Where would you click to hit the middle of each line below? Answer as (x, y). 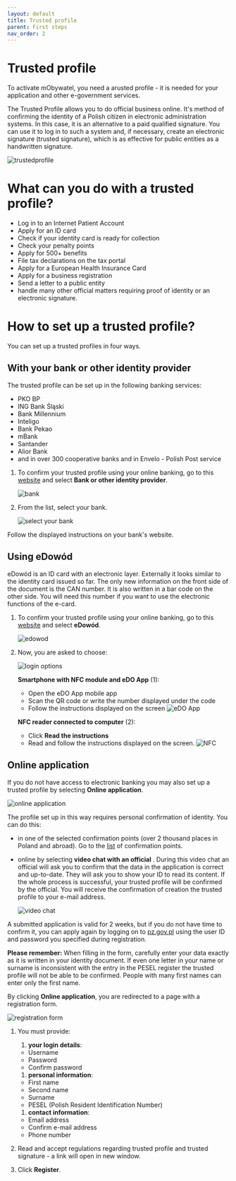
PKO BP (29, 398)
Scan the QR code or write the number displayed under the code (122, 700)
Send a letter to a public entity (61, 283)
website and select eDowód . (59, 625)
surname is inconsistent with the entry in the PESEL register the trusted (111, 967)
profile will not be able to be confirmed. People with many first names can (114, 975)
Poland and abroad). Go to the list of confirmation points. (100, 845)
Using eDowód (40, 557)
